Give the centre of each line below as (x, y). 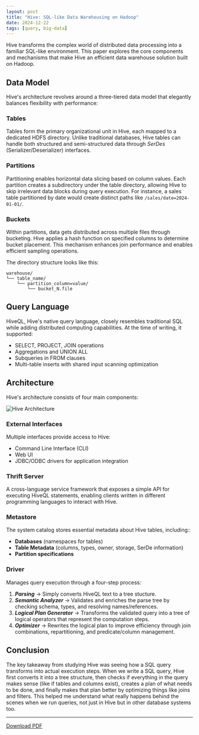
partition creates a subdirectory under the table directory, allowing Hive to (96, 185)
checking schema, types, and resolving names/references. (86, 606)
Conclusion (28, 651)
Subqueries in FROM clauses (50, 358)
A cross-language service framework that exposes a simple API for (88, 489)
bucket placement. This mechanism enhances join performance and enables (99, 244)
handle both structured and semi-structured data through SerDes (86, 144)
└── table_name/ (26, 278)
